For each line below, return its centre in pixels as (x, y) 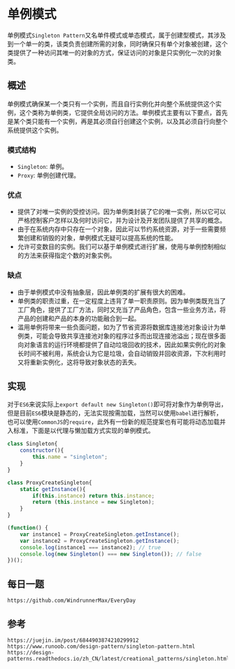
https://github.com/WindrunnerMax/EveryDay (72, 601)
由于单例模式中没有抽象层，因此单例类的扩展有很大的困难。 (103, 292)
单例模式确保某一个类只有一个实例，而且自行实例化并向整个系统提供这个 (111, 104)
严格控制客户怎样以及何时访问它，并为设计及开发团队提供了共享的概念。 (121, 221)
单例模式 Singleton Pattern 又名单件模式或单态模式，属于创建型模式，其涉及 (116, 35)
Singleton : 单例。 (43, 167)
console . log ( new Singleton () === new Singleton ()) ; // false (111, 554)
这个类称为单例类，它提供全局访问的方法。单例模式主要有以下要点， (117, 112)
